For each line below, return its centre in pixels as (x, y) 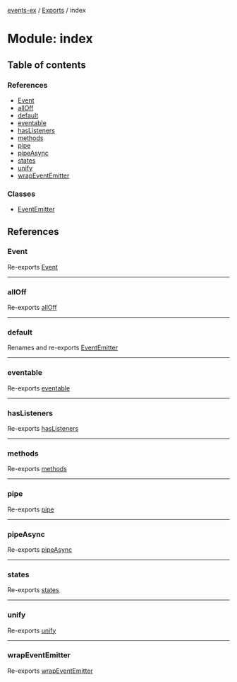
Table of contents (47, 65)
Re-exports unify (32, 630)
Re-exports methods (37, 469)
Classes (22, 194)
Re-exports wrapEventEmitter (50, 671)
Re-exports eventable (39, 388)
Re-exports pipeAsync (40, 549)
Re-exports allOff (32, 308)
